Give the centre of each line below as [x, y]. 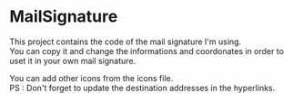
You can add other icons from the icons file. [91, 78]
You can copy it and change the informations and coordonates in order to [147, 51]
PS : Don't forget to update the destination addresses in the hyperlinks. [142, 88]
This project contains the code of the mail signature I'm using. [126, 42]
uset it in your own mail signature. [73, 60]
